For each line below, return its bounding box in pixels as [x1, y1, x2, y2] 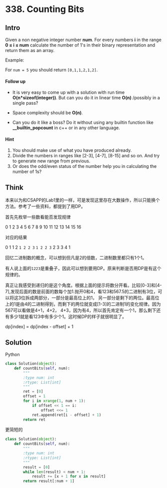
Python [5, 352, 20, 358]
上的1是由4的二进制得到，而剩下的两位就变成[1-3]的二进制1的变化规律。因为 [5, 301, 161, 307]
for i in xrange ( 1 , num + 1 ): [23, 398, 86, 404]
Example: [5, 57, 24, 63]
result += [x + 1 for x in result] [31, 474, 106, 479]
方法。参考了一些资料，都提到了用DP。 [5, 203, 86, 209]
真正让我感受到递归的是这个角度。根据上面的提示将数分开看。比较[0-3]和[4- [5, 282, 162, 289]
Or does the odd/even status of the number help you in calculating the [12, 163, 157, 169]
